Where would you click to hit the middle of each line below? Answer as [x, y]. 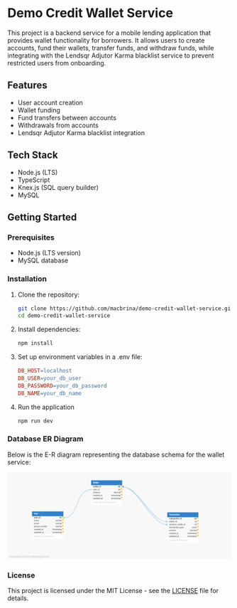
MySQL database [43, 260]
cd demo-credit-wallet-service [64, 316]
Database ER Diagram [45, 439]
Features [27, 86]
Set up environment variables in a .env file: [80, 357]
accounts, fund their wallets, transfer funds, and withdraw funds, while [111, 48]
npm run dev [35, 421]
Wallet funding [39, 110]
